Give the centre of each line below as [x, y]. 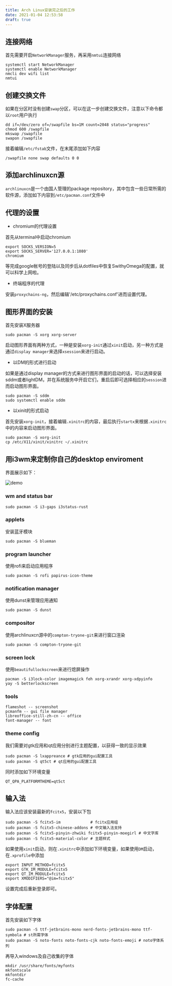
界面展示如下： [21, 473]
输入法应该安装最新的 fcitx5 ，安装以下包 [48, 812]
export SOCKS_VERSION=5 [31, 247]
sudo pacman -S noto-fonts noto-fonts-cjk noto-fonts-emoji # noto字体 [83, 941]
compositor [20, 623]
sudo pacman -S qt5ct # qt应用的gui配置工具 [51, 761]
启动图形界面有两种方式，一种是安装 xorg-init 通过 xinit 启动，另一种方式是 [84, 345]
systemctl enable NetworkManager [41, 69]
